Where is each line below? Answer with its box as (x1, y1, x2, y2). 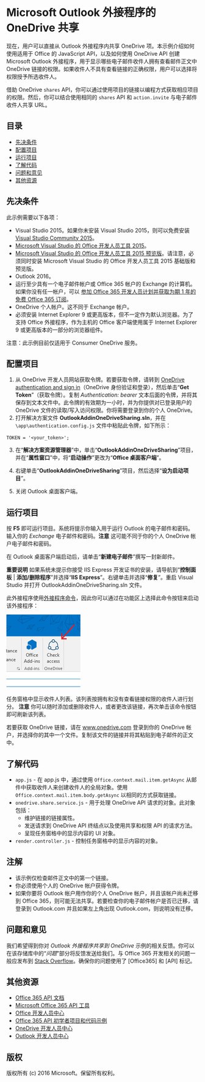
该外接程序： (6, 602, 38, 610)
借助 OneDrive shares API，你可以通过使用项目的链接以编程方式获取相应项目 (6, 86, 198, 93)
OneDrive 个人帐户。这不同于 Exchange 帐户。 (15, 303, 133, 310)
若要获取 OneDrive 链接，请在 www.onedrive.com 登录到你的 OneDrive (6, 723, 185, 731)
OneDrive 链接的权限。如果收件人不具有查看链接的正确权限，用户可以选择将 (6, 65, 197, 72)
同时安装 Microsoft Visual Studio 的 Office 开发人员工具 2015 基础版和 (20, 257, 196, 264)
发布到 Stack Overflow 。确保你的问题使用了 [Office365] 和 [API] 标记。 (16, 957, 196, 964)
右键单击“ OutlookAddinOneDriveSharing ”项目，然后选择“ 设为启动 (15, 467, 184, 474)
